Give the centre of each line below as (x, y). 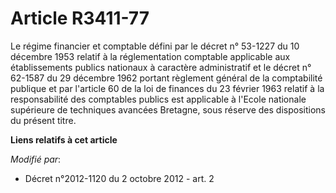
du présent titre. (43, 120)
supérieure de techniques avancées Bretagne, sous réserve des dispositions (168, 109)
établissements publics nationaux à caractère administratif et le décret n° (161, 67)
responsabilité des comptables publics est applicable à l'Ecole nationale (158, 99)
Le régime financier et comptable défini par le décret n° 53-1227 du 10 (155, 46)
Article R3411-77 (80, 18)
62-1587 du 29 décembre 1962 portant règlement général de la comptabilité (166, 78)
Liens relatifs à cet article (64, 139)
